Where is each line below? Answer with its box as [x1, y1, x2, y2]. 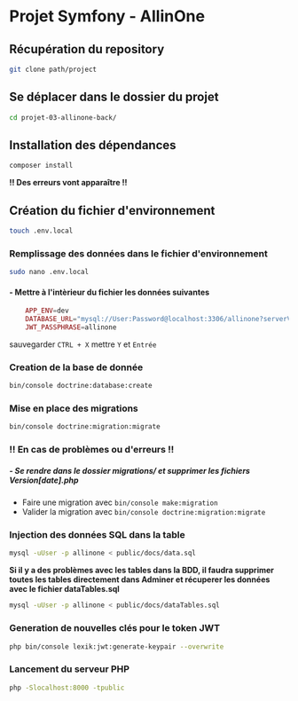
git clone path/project [9, 65, 98, 74]
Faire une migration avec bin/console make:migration [21, 497, 219, 508]
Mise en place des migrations [9, 402, 139, 414]
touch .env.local [9, 226, 74, 236]
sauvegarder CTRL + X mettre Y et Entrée [9, 339, 157, 350]
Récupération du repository [9, 42, 165, 57]
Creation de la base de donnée [9, 361, 144, 374]
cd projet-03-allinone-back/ [9, 113, 117, 122]
